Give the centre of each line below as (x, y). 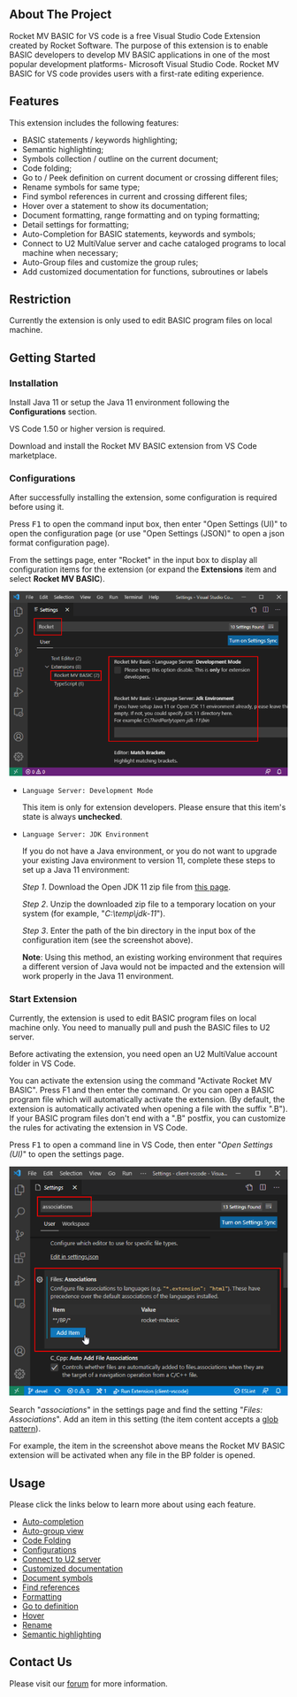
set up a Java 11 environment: (76, 870)
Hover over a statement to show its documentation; (115, 205)
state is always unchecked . (72, 817)
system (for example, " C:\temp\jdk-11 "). (94, 914)
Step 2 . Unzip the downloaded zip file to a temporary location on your (149, 904)
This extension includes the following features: (94, 122)
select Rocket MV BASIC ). (57, 579)
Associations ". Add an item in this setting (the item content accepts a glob (144, 1419)
